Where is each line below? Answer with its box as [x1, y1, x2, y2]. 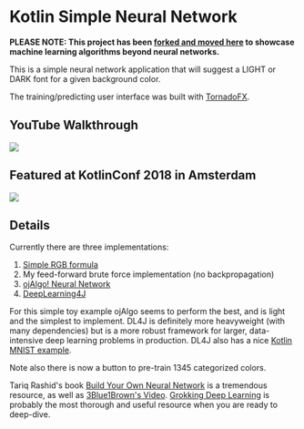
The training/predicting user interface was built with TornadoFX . [9, 91, 250, 102]
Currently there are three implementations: [9, 241, 169, 252]
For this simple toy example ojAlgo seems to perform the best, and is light [9, 306, 286, 317]
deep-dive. [9, 409, 51, 420]
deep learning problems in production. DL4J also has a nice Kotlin [45, 335, 293, 346]
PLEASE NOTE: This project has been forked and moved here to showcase [9, 36, 295, 47]
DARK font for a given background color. [9, 73, 161, 84]
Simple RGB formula [22, 260, 98, 271]
